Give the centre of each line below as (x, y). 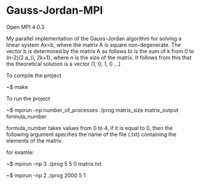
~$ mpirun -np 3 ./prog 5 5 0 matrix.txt (54, 164)
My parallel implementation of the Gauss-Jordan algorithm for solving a (94, 38)
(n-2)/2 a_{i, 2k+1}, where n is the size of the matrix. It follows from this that (99, 57)
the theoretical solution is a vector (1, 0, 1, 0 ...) (64, 64)
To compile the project (34, 75)
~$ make (17, 87)
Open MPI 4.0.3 (25, 27)
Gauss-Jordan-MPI (55, 10)
